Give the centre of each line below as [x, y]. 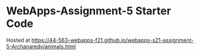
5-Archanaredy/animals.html [41, 46]
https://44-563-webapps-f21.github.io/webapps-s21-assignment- [113, 40]
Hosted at [18, 40]
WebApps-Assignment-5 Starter [89, 11]
